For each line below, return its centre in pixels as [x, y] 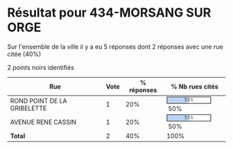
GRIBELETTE [28, 108]
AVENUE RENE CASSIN [43, 122]
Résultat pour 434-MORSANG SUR [109, 13]
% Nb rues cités [195, 86]
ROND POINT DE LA [38, 100]
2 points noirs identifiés [41, 67]
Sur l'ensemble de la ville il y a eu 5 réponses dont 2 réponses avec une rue [115, 46]
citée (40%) [24, 54]
